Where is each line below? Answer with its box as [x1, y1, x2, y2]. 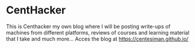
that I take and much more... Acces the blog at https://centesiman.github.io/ [6, 35, 189, 42]
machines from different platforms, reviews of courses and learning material [6, 29, 190, 36]
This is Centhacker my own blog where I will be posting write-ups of [6, 23, 171, 30]
